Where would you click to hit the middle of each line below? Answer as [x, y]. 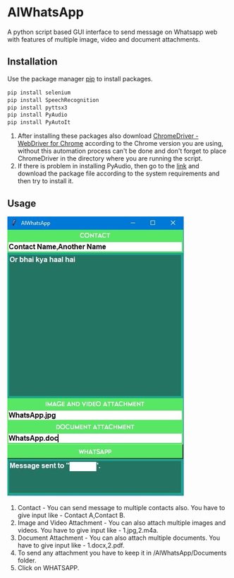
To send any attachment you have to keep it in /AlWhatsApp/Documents [122, 553]
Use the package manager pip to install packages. [80, 79]
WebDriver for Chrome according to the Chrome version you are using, [120, 144]
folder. [27, 560]
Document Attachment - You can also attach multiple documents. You [119, 538]
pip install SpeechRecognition [53, 100]
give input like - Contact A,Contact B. [71, 515]
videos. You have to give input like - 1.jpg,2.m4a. [88, 530]
